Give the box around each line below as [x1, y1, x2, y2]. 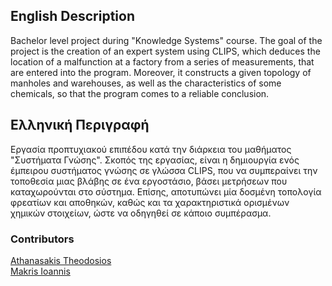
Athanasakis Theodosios [10, 254, 112, 266]
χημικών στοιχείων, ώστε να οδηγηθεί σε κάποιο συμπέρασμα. [10, 207, 272, 219]
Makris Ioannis [10, 265, 71, 277]
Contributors [10, 232, 75, 246]
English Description [10, 8, 135, 25]
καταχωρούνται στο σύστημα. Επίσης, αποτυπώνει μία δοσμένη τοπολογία [10, 185, 322, 198]
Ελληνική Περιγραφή [10, 117, 150, 134]
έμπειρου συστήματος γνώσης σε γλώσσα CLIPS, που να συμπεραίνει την [10, 164, 318, 176]
